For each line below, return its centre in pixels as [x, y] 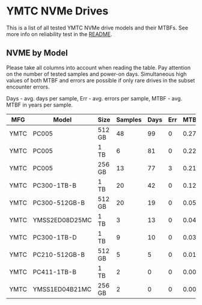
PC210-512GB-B [59, 254]
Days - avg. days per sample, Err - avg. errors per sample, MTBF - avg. [94, 98]
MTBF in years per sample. [40, 105]
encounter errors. [28, 87]
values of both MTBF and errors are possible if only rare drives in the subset [101, 80]
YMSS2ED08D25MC [62, 220]
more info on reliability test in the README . [59, 34]
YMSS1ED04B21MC [62, 289]
